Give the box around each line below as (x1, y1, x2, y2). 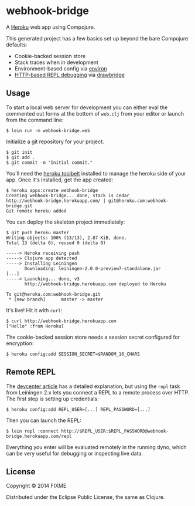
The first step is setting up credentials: (6, 395, 99, 402)
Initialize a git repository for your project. (6, 138, 104, 145)
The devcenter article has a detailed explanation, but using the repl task (6, 383, 180, 390)
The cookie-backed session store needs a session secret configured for (6, 333, 180, 340)
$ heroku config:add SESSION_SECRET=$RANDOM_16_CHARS (6, 351, 141, 357)
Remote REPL (6, 367, 56, 377)
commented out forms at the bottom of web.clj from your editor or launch (6, 110, 184, 117)
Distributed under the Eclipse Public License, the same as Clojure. (6, 494, 165, 501)
